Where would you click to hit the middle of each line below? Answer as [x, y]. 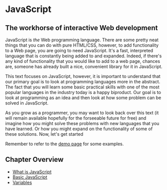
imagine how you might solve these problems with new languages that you [82, 123]
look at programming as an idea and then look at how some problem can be [83, 98]
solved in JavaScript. [27, 103]
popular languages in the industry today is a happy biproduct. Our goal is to [83, 92]
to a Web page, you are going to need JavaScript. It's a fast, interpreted [79, 51]
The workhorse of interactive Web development [81, 28]
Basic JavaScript [30, 177]
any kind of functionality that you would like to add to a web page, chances [83, 61]
